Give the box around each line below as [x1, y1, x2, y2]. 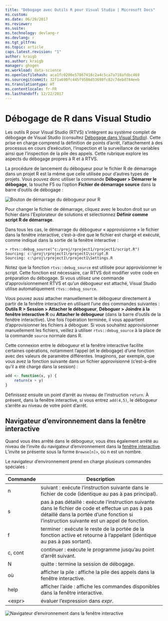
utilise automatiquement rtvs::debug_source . [5, 286, 97, 292]
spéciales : [5, 464, 27, 470]
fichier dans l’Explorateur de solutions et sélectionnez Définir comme [5, 211, 148, 218]
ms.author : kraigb [5, 59, 43, 64]
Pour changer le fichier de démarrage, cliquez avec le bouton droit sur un [5, 206, 156, 212]
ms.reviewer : [5, 21, 32, 27]
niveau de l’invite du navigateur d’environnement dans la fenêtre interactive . [5, 443, 161, 449]
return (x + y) [14, 378, 43, 383]
